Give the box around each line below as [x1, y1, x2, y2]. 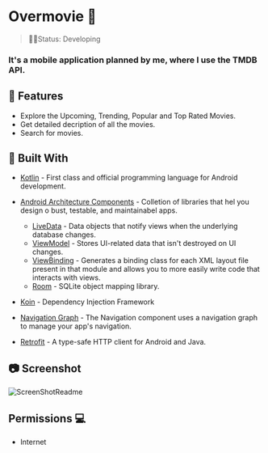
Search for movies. [19, 128, 83, 138]
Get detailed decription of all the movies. [19, 119, 156, 129]
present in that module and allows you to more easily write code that [31, 265, 260, 274]
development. [19, 181, 66, 191]
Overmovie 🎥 [8, 7, 97, 26]
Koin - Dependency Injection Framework [19, 297, 155, 307]
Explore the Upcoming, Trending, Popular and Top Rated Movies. [19, 111, 237, 121]
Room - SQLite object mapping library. [31, 282, 160, 291]
